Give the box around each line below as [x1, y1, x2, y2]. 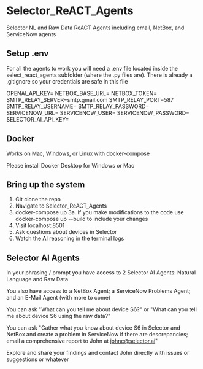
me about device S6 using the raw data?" [6, 313, 111, 320]
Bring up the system [6, 179, 85, 190]
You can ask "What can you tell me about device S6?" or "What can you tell [6, 306, 197, 313]
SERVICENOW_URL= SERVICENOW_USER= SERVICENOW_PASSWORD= [6, 109, 190, 117]
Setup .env [6, 49, 49, 59]
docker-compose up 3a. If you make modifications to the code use [15, 209, 184, 216]
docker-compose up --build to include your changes [15, 216, 148, 223]
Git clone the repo [15, 196, 61, 203]
